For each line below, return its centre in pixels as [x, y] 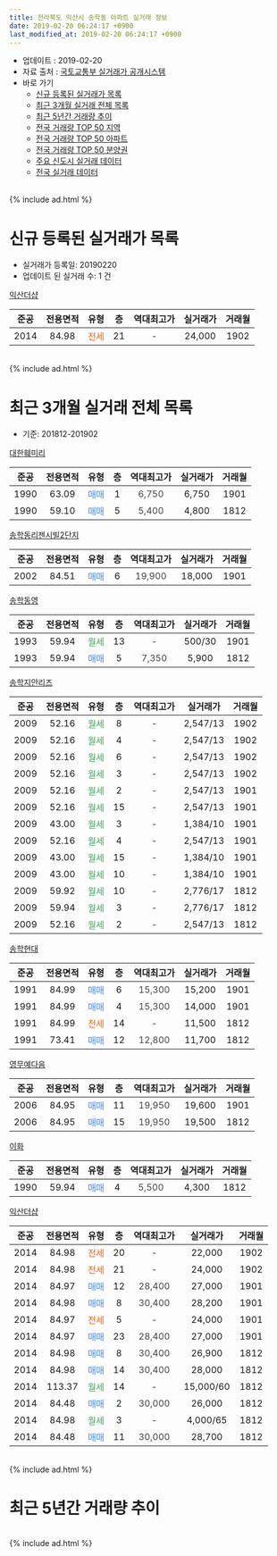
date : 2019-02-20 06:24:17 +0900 [71, 26]
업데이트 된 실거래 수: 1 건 [67, 276]
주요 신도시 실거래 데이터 [79, 161]
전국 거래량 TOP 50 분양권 [81, 150]
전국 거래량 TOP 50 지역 [78, 128]
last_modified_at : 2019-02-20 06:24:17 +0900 [95, 34]
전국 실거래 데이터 [67, 172]
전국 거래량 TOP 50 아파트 [81, 138]
